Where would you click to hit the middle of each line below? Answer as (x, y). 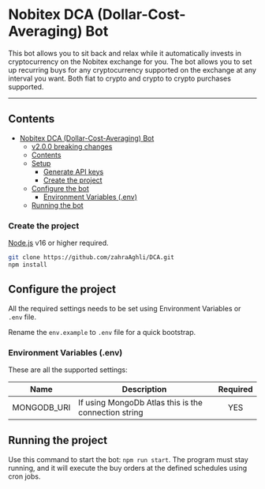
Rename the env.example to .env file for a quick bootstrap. (102, 332)
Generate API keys (73, 171)
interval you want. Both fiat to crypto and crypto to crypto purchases (119, 78)
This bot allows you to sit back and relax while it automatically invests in (125, 53)
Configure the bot (60, 188)
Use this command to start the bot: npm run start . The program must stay (128, 459)
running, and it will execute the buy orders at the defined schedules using (128, 468)
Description (144, 389)
